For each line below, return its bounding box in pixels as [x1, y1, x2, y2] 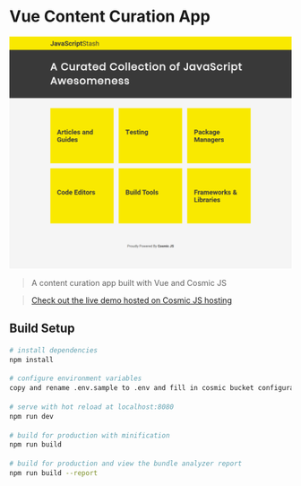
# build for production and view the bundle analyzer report [9, 459, 243, 468]
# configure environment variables [9, 374, 142, 383]
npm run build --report [9, 469, 99, 478]
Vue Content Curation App [9, 6, 211, 27]
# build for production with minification [9, 430, 170, 440]
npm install [9, 355, 54, 364]
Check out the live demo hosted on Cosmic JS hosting [30, 294, 233, 306]
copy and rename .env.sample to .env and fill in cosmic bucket [9, 384, 254, 393]
